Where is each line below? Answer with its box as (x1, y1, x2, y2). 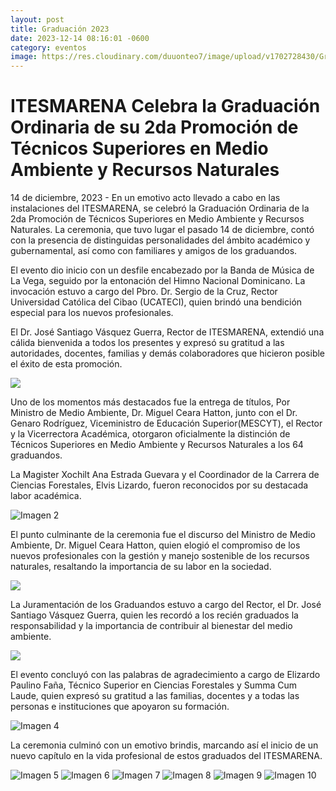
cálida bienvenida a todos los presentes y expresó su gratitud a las (10, 337, 285, 349)
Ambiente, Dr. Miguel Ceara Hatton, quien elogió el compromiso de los (10, 539, 301, 551)
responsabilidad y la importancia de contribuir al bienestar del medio (10, 620, 293, 632)
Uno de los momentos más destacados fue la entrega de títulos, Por (10, 396, 291, 408)
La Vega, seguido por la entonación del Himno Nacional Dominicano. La (10, 275, 306, 287)
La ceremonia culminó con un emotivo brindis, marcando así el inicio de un (10, 739, 319, 751)
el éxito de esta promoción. (10, 358, 123, 370)
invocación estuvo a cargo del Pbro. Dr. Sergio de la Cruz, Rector (10, 286, 278, 298)
